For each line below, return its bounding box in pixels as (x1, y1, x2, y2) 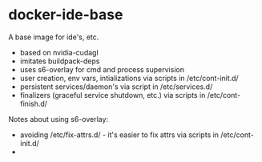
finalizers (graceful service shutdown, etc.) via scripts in (19, 90, 206, 99)
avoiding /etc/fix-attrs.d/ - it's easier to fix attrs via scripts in (19, 130, 219, 140)
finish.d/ (19, 99, 48, 108)
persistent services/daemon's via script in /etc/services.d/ (19, 82, 213, 91)
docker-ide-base (8, 6, 123, 24)
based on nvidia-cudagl (19, 47, 99, 57)
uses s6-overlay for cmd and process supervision (19, 64, 184, 74)
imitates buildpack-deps (19, 56, 100, 66)
